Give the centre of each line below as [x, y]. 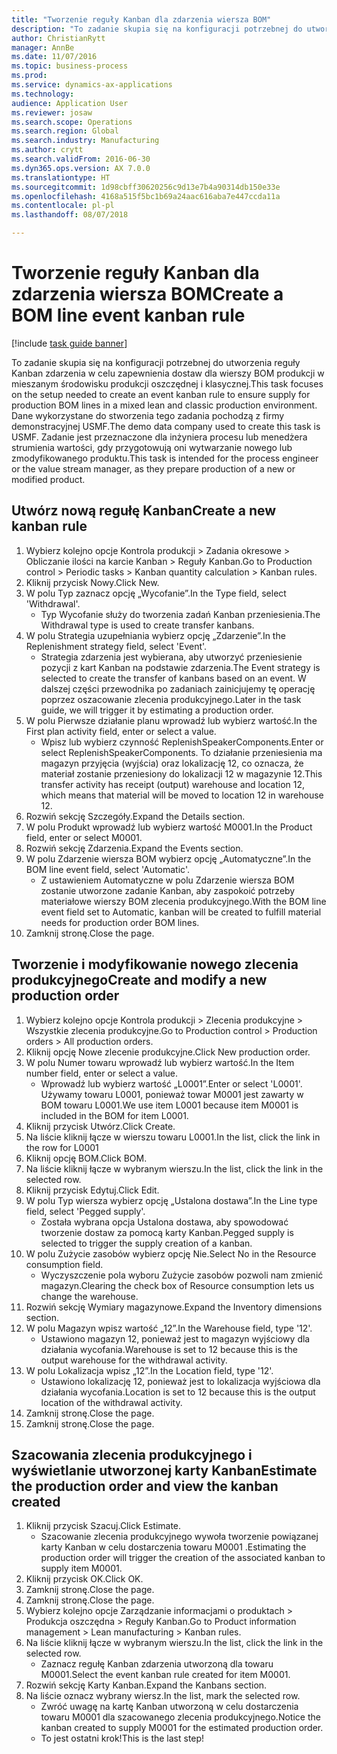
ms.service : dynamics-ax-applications [92, 85]
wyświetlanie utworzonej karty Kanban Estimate [164, 1470]
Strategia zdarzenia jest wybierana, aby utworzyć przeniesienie [171, 657]
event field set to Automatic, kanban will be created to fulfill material [181, 912]
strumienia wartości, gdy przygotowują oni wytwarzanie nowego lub [152, 447]
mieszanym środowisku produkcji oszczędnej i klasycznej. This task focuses [167, 383]
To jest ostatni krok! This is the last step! [122, 1738]
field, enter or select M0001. [84, 837]
